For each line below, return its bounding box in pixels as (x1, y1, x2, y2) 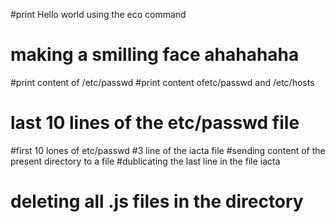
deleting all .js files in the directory (10, 190, 304, 213)
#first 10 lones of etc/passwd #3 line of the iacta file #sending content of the (10, 144, 326, 156)
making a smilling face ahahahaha (10, 44, 300, 66)
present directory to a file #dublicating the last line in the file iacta (10, 155, 281, 167)
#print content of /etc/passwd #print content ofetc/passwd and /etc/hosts (10, 76, 315, 88)
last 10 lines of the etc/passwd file (10, 112, 300, 134)
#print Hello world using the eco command (10, 9, 187, 20)
